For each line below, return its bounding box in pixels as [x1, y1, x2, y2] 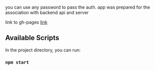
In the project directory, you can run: [5, 47, 81, 53]
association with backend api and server [5, 9, 89, 15]
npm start [5, 59, 29, 65]
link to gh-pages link [5, 19, 48, 25]
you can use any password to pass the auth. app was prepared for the [5, 4, 150, 10]
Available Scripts [5, 33, 59, 42]
